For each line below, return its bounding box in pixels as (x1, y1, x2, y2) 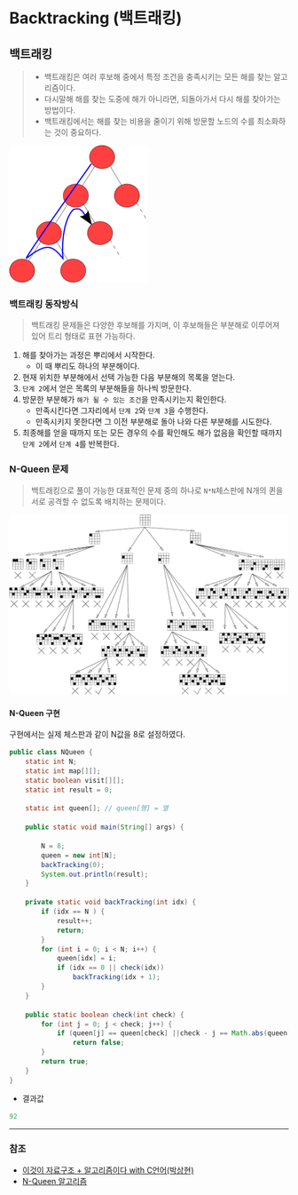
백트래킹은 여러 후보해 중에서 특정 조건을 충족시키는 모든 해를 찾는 (43, 72, 272, 82)
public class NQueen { (9, 748, 93, 757)
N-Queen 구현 (9, 707, 60, 718)
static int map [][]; (25, 766, 101, 776)
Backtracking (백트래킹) (9, 8, 183, 28)
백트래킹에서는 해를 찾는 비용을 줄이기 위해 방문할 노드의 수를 (43, 116, 255, 126)
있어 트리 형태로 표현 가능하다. (30, 331, 136, 342)
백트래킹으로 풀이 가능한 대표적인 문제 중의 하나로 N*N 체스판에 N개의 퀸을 (30, 485, 284, 496)
